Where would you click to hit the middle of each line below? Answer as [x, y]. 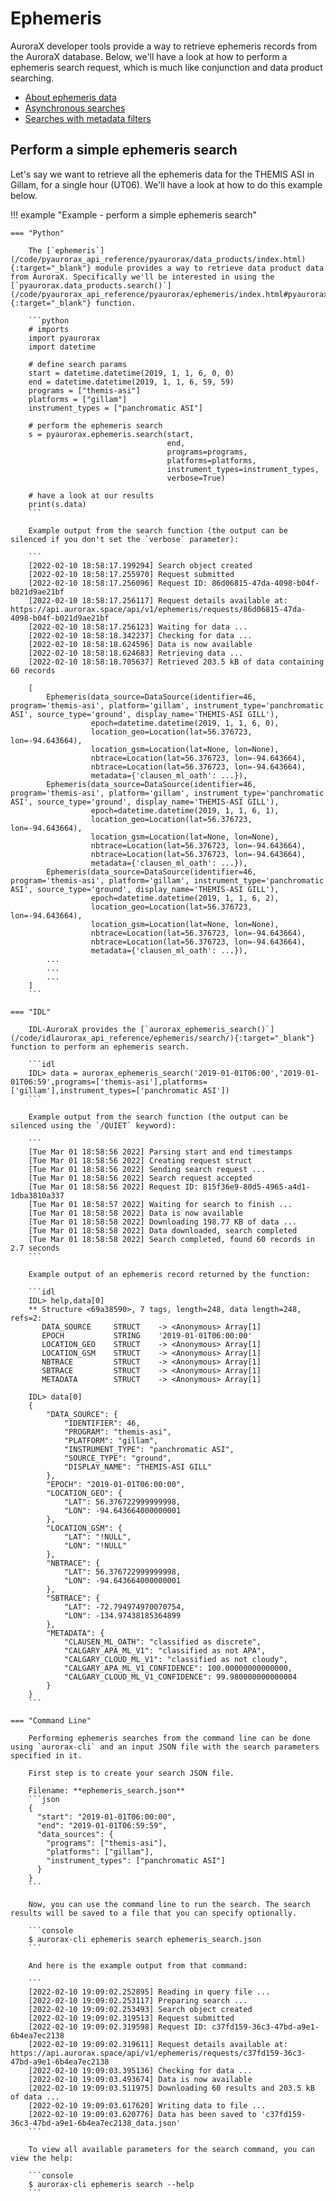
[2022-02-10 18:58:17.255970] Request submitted [131, 574]
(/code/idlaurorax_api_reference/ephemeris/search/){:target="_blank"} [162, 1038]
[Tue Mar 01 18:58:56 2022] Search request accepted [140, 1178]
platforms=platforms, [211, 460]
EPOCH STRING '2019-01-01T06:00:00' [147, 1335]
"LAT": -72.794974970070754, [124, 1607]
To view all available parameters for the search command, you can [171, 2149]
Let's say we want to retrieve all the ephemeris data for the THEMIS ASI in [162, 174]
